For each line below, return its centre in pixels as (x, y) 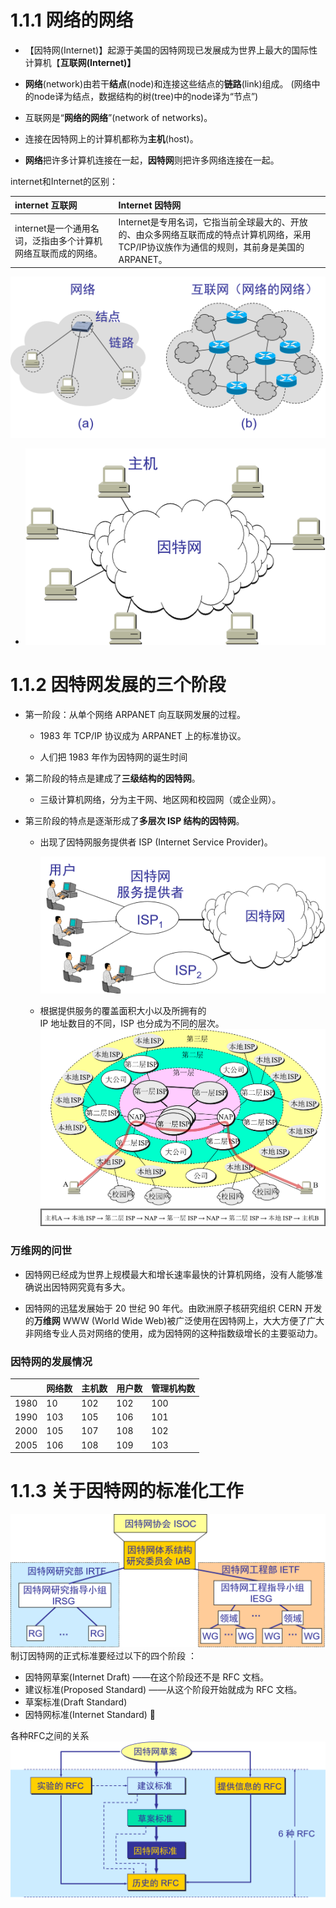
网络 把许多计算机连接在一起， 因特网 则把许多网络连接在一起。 (152, 160)
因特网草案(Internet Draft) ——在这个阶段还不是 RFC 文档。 (146, 1677)
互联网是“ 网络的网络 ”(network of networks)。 (118, 117)
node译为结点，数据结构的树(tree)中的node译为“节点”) (146, 96)
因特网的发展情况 (51, 1361)
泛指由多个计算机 (67, 240)
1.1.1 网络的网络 (72, 20)
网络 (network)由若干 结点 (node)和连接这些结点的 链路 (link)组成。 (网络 (168, 83)
